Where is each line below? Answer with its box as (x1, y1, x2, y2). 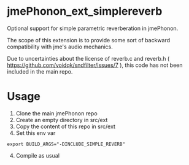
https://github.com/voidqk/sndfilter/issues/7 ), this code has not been (7, 61, 183, 69)
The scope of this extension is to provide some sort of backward (7, 36, 171, 44)
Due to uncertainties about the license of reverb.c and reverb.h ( (7, 55, 170, 62)
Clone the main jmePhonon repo (15, 109, 98, 117)
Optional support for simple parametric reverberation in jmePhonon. (7, 25, 179, 32)
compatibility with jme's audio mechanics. (7, 43, 113, 50)
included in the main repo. (7, 67, 73, 75)
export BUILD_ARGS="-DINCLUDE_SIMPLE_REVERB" (7, 141, 125, 147)
